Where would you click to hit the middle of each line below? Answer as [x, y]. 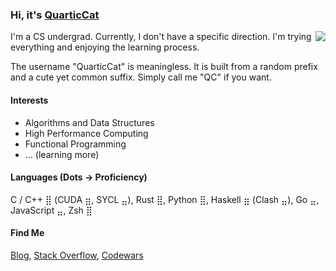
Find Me [27, 233]
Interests [29, 100]
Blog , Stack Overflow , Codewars [77, 255]
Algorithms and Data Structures [89, 122]
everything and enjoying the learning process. [105, 47]
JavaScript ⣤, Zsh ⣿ [51, 210]
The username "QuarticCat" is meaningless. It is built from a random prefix [164, 67]
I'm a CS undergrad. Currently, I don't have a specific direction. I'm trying [161, 37]
